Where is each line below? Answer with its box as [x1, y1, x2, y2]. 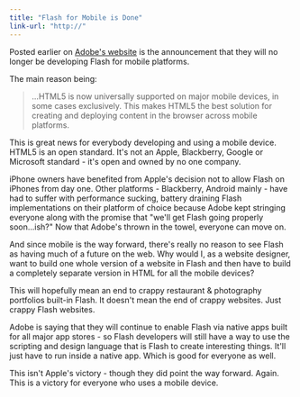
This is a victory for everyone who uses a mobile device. [9, 377, 219, 388]
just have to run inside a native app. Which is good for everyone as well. [9, 350, 277, 361]
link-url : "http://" [9, 22, 87, 31]
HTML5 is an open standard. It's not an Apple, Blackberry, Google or [9, 146, 264, 158]
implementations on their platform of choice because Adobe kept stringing [9, 202, 286, 212]
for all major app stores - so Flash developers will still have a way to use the [9, 330, 290, 342]
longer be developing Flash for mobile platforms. [9, 56, 190, 67]
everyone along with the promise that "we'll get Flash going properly [9, 212, 264, 222]
